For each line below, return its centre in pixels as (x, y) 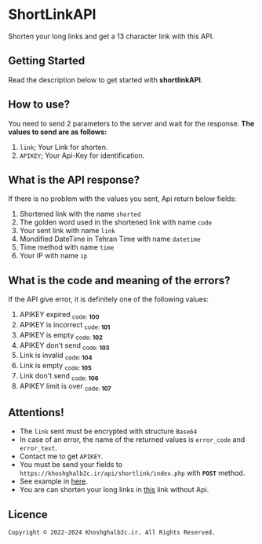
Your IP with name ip (53, 256)
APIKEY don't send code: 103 (64, 346)
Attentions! (36, 413)
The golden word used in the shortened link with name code (116, 222)
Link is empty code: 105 (55, 367)
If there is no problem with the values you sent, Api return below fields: (122, 199)
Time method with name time (67, 247)
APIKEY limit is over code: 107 (65, 387)
